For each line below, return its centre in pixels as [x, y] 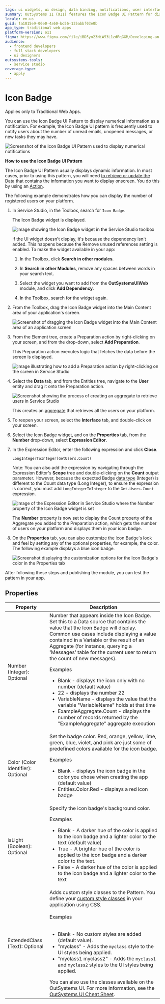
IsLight [15, 840]
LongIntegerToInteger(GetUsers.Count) [52, 458]
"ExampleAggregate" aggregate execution [107, 724]
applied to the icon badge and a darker [102, 855]
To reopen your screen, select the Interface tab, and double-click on [82, 420]
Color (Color [22, 762]
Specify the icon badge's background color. [100, 808]
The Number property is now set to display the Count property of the [82, 518]
